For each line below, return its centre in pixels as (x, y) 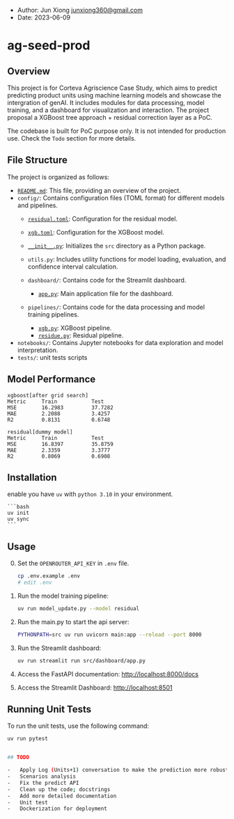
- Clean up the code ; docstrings (59, 789)
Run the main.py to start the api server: (73, 621)
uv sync (18, 519)
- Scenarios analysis (42, 777)
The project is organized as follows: (58, 177)
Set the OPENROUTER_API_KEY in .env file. (73, 564)
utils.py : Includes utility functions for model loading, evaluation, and (127, 259)
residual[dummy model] (40, 432)
